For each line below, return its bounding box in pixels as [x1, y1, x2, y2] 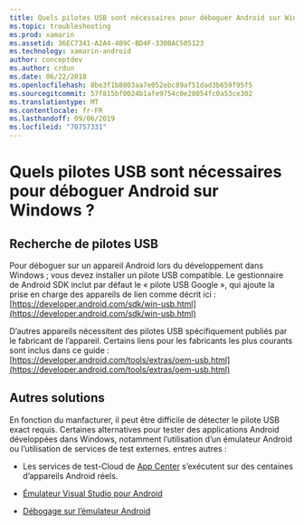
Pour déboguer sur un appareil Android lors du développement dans [9, 260, 264, 271]
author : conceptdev [9, 55, 83, 64]
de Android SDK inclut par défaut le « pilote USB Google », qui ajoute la [9, 280, 275, 290]
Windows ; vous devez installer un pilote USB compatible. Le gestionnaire [9, 270, 284, 281]
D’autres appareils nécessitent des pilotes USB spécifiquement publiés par [9, 326, 288, 336]
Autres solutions [9, 390, 106, 406]
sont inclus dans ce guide [9, 345, 106, 356]
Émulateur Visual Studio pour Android [22, 488, 163, 499]
